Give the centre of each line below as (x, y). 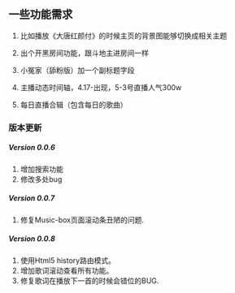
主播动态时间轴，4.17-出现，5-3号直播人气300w (101, 87)
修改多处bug (41, 179)
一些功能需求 (41, 15)
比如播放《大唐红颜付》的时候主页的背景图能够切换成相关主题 (124, 36)
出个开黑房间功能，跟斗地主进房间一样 (84, 53)
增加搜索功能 (41, 169)
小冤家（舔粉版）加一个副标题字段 (77, 70)
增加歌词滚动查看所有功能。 (67, 270)
